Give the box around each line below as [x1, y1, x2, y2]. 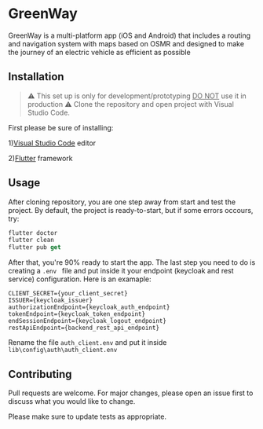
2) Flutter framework [8, 153, 73, 163]
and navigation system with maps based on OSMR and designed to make [8, 38, 245, 48]
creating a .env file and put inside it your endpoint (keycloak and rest [8, 266, 234, 276]
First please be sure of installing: [8, 123, 114, 132]
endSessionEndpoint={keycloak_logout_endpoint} [8, 317, 167, 325]
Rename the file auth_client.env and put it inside [8, 338, 167, 347]
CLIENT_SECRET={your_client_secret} [8, 290, 128, 298]
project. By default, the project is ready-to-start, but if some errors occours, [8, 205, 254, 214]
